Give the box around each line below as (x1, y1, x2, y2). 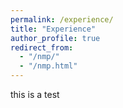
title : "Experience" (10, 24, 97, 34)
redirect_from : (10, 42, 74, 53)
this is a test (10, 89, 60, 100)
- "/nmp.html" (19, 61, 78, 71)
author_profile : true (10, 33, 101, 43)
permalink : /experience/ (10, 14, 114, 25)
